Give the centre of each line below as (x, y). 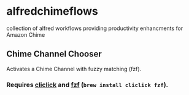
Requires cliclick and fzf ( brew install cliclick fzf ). (87, 85)
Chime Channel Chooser (54, 54)
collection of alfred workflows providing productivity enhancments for (95, 28)
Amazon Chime (26, 34)
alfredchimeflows (52, 11)
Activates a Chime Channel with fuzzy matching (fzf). (74, 69)
